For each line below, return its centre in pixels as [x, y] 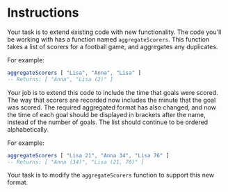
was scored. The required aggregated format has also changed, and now [112, 107]
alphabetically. [28, 129]
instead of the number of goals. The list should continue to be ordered [108, 122]
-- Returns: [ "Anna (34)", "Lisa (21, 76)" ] [76, 162]
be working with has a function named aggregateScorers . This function [108, 39]
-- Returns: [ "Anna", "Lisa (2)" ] [60, 79]
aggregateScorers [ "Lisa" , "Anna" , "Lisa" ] [74, 73]
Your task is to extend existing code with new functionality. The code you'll [114, 32]
